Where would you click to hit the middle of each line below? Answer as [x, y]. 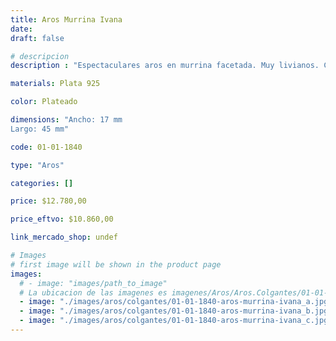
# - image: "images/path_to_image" [93, 283]
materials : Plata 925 [55, 84]
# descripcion [40, 56]
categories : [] [42, 183]
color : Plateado [44, 102]
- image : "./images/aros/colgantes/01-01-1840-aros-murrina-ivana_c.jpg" [176, 321]
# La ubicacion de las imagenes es [93, 292]
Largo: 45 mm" [40, 129]
